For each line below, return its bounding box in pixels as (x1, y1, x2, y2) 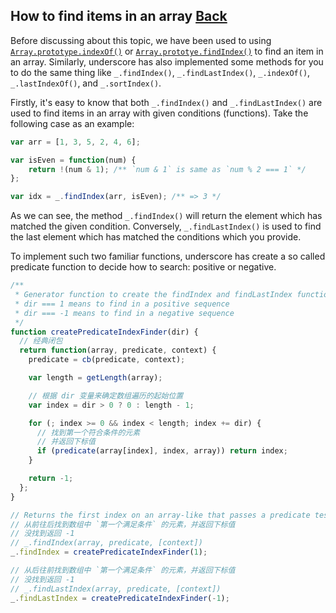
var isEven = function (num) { (10, 155, 137, 165)
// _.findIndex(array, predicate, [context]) (10, 538, 203, 548)
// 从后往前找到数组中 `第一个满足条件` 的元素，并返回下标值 (10, 565, 236, 576)
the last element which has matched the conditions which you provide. (10, 231, 302, 243)
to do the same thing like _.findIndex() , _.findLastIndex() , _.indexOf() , (10, 66, 311, 78)
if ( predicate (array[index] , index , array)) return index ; (36, 446, 288, 456)
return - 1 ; (28, 474, 74, 484)
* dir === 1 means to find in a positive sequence (14, 299, 230, 309)
